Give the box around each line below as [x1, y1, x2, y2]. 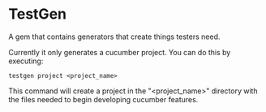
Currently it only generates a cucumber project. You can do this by [8, 47, 231, 57]
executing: [8, 56, 44, 66]
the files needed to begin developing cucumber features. [8, 94, 199, 104]
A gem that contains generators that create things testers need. [8, 32, 221, 41]
